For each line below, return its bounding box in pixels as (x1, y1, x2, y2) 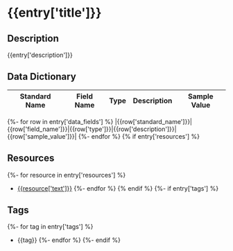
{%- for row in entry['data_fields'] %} (7, 117, 114, 125)
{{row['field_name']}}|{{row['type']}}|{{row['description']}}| (7, 125, 177, 133)
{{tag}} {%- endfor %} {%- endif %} (17, 236, 121, 244)
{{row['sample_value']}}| (7, 132, 77, 140)
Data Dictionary (7, 71, 76, 83)
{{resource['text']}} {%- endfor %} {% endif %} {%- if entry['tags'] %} (17, 184, 219, 192)
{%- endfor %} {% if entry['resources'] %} (78, 132, 200, 140)
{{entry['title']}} (7, 5, 102, 21)
